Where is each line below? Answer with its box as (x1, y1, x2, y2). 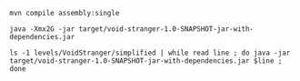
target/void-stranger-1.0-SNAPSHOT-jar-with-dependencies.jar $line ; (9, 56, 283, 66)
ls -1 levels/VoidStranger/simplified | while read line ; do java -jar (9, 48, 291, 57)
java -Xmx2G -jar (9, 25, 75, 34)
